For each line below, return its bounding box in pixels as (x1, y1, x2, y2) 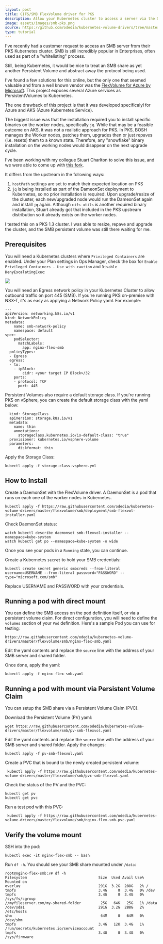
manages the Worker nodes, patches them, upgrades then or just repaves (5, 132, 153, 138)
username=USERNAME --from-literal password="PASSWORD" (5, 570, 118, 575)
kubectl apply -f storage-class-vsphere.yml (5, 463, 97, 468)
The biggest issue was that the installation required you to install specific (5, 117, 151, 122)
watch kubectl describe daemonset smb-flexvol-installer (5, 530, 123, 535)
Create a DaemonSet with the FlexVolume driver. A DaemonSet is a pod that (5, 489, 157, 495)
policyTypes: (9, 349, 36, 354)
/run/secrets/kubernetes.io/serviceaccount (5, 926, 95, 931)
